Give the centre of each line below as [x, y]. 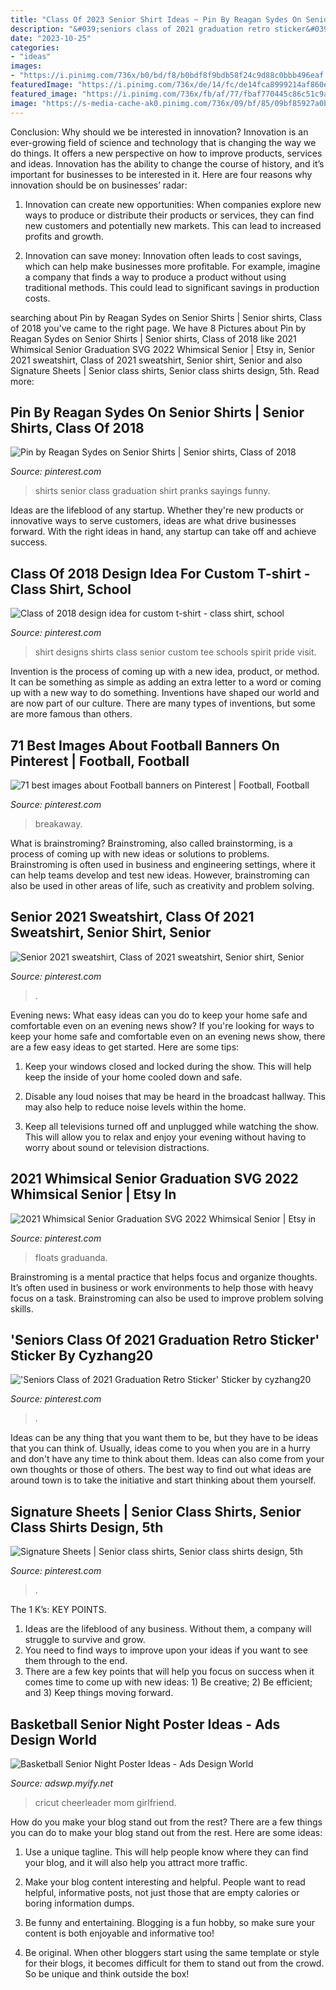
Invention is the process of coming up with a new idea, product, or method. [165, 672]
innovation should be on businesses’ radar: [99, 185]
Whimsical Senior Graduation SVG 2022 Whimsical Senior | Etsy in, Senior [163, 349]
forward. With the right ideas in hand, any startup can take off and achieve [163, 532]
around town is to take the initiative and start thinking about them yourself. [163, 1480]
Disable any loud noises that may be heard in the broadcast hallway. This [175, 1096]
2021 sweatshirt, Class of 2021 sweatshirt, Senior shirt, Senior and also [156, 360]
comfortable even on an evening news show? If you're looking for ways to [162, 1025]
